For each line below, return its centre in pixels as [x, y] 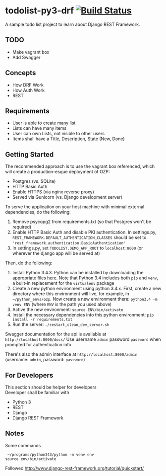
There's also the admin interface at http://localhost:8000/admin [71, 354]
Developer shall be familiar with [37, 392]
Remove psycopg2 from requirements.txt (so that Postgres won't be [82, 222]
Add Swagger [26, 57]
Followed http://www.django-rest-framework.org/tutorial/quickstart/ [75, 468]
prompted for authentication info [38, 345]
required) [22, 227]
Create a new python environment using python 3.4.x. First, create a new [87, 289]
